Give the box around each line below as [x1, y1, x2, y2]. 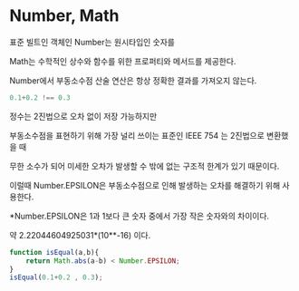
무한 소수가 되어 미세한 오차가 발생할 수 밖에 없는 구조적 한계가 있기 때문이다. [9, 160, 280, 171]
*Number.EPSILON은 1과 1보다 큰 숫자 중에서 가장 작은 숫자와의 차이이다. [9, 210, 270, 221]
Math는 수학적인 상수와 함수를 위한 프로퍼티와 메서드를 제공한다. [9, 55, 236, 66]
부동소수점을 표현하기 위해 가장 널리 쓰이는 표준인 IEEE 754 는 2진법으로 [9, 130, 265, 141]
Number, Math [9, 5, 120, 26]
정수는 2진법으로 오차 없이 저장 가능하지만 [9, 111, 158, 121]
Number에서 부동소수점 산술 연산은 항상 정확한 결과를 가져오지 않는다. [9, 74, 257, 86]
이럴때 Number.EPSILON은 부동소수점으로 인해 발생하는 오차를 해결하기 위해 [9, 179, 281, 190]
